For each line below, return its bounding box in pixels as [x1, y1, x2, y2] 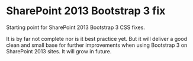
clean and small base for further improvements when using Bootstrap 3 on [6, 41, 188, 49]
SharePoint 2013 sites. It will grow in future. [6, 47, 112, 54]
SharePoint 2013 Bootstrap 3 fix [6, 4, 166, 18]
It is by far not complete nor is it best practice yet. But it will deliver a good [6, 35, 188, 42]
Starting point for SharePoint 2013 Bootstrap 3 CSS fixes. [6, 24, 145, 31]
